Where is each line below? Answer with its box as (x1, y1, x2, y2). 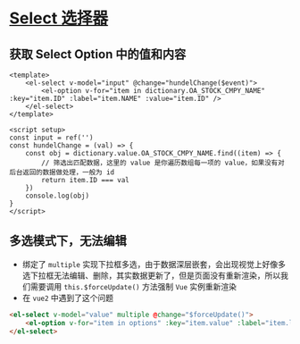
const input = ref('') (9, 133, 94, 142)
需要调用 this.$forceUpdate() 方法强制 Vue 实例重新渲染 (29, 281, 237, 291)
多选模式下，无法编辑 (9, 233, 127, 248)
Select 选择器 (9, 8, 109, 29)
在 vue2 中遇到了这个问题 (21, 292, 114, 303)
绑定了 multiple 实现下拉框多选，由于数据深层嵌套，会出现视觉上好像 (21, 258, 279, 269)
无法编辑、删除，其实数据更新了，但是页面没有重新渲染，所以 (53, 270, 281, 281)
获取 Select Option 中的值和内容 (9, 46, 187, 62)
